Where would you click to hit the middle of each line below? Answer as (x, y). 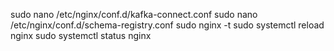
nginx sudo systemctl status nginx (81, 35)
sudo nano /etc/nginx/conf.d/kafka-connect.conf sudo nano (134, 14)
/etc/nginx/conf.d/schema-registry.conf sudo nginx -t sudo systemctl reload (167, 25)
